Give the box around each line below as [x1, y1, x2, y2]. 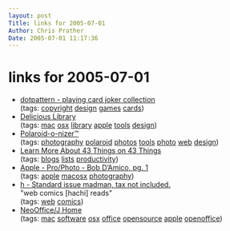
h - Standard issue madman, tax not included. [19, 180, 171, 189]
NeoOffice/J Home [19, 205, 83, 215]
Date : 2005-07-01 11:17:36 [8, 34, 99, 42]
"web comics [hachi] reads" [19, 189, 113, 198]
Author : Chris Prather [8, 26, 84, 34]
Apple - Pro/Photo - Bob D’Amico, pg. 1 [19, 163, 149, 173]
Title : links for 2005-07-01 [8, 19, 106, 27]
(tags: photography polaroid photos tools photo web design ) [19, 137, 219, 147]
